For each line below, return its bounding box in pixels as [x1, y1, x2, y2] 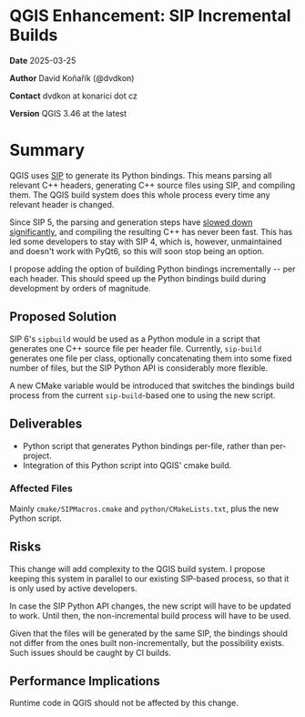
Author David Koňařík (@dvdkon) [9, 72, 135, 83]
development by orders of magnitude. [9, 282, 152, 293]
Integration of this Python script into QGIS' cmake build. [22, 459, 232, 470]
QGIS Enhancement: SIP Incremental [9, 5, 291, 26]
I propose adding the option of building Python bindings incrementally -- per [9, 263, 296, 274]
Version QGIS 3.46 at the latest [9, 108, 127, 118]
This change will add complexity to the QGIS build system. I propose [9, 563, 266, 574]
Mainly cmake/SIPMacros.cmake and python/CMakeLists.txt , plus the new [9, 503, 280, 514]
